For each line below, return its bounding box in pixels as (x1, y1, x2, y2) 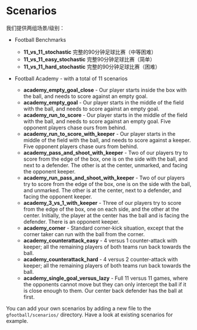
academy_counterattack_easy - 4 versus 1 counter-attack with (23, 237, 178, 244)
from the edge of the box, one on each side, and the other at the (23, 205, 179, 213)
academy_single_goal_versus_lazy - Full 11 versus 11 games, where (23, 275, 188, 282)
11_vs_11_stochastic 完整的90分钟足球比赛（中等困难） (23, 48, 157, 55)
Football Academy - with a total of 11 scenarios (14, 75, 128, 82)
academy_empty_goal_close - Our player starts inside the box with (23, 86, 187, 93)
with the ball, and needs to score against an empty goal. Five (23, 117, 171, 125)
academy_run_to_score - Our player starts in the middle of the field (23, 111, 188, 119)
